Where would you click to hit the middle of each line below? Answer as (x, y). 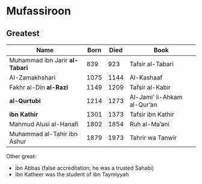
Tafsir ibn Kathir (152, 114)
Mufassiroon (38, 11)
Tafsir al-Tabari (152, 64)
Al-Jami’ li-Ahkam (156, 97)
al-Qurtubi (25, 101)
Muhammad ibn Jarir (38, 60)
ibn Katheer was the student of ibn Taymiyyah (72, 174)
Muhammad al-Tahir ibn (44, 134)
